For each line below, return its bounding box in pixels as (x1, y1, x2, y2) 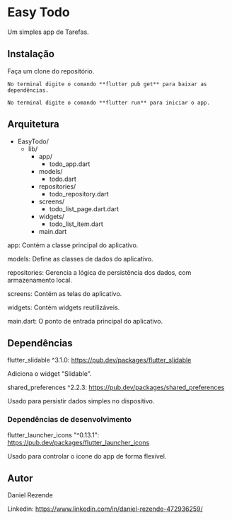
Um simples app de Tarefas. (7, 28, 90, 36)
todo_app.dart (49, 160, 91, 168)
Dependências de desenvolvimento (7, 415, 132, 425)
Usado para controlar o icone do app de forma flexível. (7, 451, 167, 460)
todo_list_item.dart (49, 220, 104, 228)
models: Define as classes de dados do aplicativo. (7, 254, 153, 263)
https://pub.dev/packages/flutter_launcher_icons (7, 438, 150, 447)
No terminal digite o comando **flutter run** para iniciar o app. (7, 99, 211, 106)
